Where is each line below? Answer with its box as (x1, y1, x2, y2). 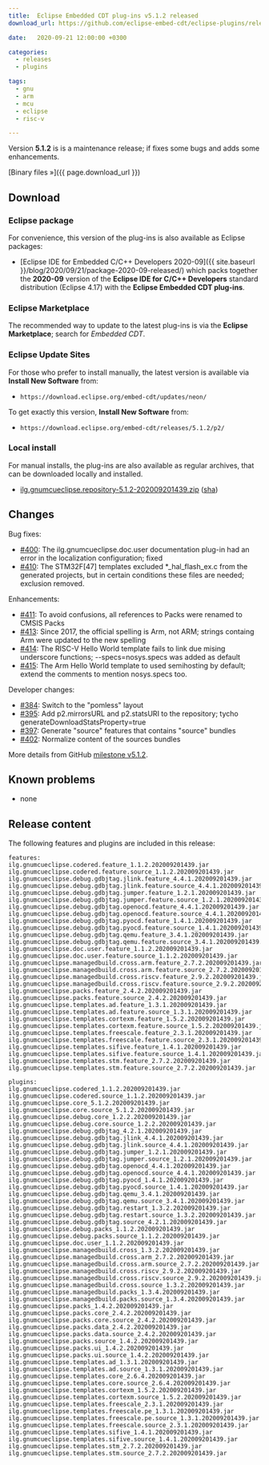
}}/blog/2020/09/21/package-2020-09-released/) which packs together (19, 265, 259, 275)
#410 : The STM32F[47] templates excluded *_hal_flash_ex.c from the (19, 561, 248, 571)
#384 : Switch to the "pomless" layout (19, 700, 144, 709)
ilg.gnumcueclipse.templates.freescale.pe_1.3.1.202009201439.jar (8, 1407, 235, 1415)
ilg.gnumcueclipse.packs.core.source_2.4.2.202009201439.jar (8, 1316, 217, 1325)
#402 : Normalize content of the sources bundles (19, 734, 181, 744)
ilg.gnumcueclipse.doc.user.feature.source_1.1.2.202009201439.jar (8, 952, 239, 961)
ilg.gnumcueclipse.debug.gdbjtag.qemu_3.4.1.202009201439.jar (8, 1190, 220, 1198)
